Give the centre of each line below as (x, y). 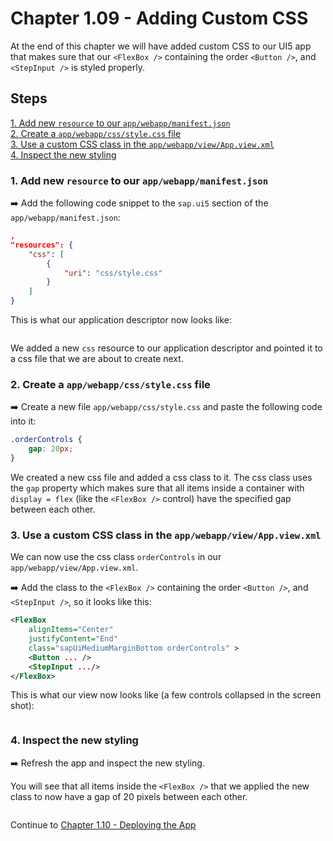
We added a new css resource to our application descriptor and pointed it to (166, 348)
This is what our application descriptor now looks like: (121, 320)
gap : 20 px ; (51, 449)
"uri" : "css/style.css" (113, 273)
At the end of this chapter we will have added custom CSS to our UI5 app (161, 46)
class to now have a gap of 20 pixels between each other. (129, 796)
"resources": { (42, 245)
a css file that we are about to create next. (97, 359)
